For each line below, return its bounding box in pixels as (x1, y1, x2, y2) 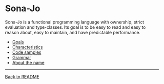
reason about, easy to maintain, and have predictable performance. (5, 29, 141, 35)
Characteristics (12, 44, 43, 50)
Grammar (12, 54, 32, 60)
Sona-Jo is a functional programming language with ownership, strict (5, 19, 144, 25)
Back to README (5, 74, 40, 80)
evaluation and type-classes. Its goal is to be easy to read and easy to (5, 24, 146, 30)
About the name (12, 60, 45, 65)
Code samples (12, 49, 41, 55)
